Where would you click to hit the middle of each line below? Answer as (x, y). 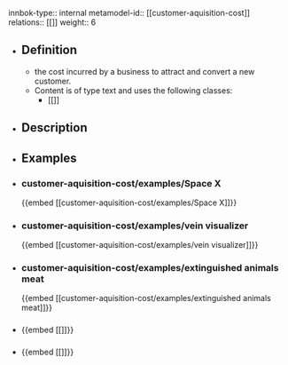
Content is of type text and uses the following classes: (133, 90)
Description (54, 128)
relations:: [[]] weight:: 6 (52, 22)
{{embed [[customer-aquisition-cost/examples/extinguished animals (146, 298)
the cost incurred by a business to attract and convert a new (144, 71)
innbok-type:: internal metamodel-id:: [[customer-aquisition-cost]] (129, 13)
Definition (49, 50)
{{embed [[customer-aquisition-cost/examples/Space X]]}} (129, 202)
